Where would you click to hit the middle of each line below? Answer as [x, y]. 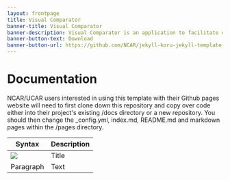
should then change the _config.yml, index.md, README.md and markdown [114, 120]
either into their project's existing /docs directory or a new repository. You [111, 112]
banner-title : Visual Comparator [55, 26]
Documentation [52, 79]
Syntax [27, 144]
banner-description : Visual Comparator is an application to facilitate [113, 33]
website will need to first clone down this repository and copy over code [109, 105]
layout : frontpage [33, 13]
